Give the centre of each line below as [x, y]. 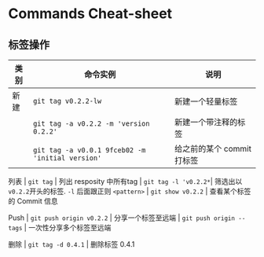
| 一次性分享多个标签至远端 [68, 228]
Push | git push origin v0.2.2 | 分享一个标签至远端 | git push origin [122, 218]
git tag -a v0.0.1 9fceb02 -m [89, 150]
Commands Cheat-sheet [90, 14]
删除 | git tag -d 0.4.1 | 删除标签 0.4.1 [71, 244]
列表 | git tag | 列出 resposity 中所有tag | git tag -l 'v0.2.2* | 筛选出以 [125, 181]
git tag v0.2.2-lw [67, 101]
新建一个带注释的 [206, 122]
